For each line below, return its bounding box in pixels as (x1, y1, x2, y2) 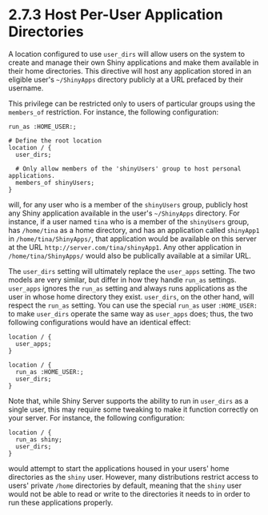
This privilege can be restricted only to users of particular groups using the (8, 99, 256, 108)
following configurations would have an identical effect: (8, 317, 191, 327)
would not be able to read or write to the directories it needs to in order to (8, 489, 250, 498)
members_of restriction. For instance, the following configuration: (8, 107, 218, 117)
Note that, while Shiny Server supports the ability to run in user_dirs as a (8, 396, 249, 405)
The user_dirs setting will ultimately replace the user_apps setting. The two (8, 266, 256, 276)
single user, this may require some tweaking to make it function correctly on (8, 404, 258, 414)
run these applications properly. (8, 497, 114, 507)
